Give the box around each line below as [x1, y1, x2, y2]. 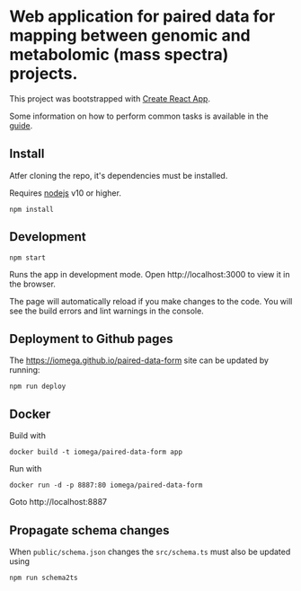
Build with [9, 430, 47, 441]
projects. [9, 64, 78, 84]
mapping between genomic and [9, 25, 251, 46]
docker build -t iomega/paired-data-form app [9, 447, 182, 457]
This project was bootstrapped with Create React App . [9, 93, 211, 104]
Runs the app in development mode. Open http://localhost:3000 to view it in [9, 269, 290, 279]
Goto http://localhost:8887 [9, 497, 108, 507]
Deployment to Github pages [9, 331, 173, 347]
